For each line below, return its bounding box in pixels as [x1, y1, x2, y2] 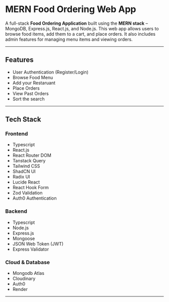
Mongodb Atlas [12, 270, 44, 276]
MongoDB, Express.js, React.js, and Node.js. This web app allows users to [5, 25, 159, 31]
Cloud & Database [5, 259, 50, 266]
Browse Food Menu [12, 74, 53, 80]
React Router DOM [12, 152, 52, 158]
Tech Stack [5, 115, 41, 124]
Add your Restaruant [12, 80, 56, 86]
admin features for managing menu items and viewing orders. [5, 36, 133, 42]
